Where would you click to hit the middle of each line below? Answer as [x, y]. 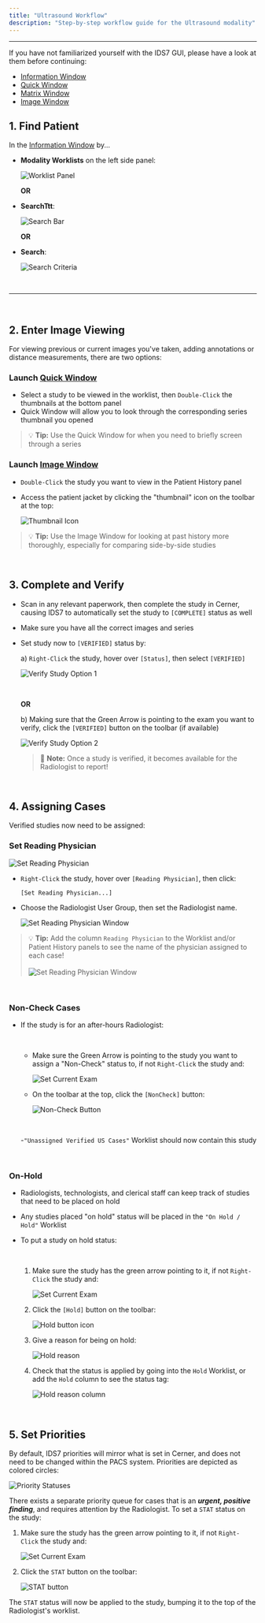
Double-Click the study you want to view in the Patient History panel [131, 482]
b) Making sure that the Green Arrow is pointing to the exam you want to [137, 719]
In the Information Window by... [60, 145]
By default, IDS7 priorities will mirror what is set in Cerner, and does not [125, 1454]
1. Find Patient [44, 126]
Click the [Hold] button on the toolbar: [94, 1310]
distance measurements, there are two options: [85, 357]
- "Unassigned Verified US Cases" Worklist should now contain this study [138, 1140]
